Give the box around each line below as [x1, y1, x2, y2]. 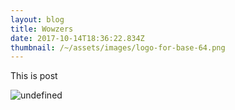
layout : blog [10, 14, 65, 25]
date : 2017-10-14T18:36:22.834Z [10, 33, 145, 43]
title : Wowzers [10, 24, 74, 34]
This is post [10, 70, 58, 82]
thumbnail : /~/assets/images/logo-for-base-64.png [10, 42, 226, 53]
